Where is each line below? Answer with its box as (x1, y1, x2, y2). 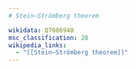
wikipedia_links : (8, 41, 67, 49)
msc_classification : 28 (8, 34, 89, 42)
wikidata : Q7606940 (8, 26, 74, 34)
